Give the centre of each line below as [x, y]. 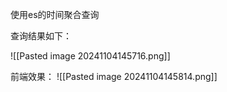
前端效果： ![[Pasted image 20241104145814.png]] [114, 76]
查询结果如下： [41, 36]
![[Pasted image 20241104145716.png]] [90, 56]
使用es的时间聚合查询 [55, 14]
